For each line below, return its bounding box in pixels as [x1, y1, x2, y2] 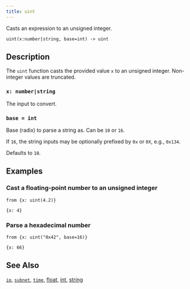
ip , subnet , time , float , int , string [6, 276, 83, 283]
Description [6, 52, 50, 62]
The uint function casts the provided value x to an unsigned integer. [6, 67, 171, 74]
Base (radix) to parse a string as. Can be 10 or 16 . [6, 127, 125, 134]
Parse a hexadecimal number [6, 221, 91, 229]
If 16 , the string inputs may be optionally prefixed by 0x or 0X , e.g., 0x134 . [6, 138, 181, 145]
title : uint [6, 8, 35, 15]
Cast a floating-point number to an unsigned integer [6, 184, 158, 192]
